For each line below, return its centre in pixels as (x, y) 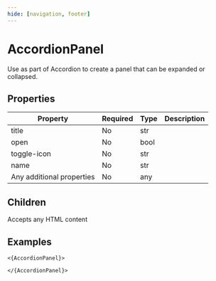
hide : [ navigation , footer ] (49, 14)
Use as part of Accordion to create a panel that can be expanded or (106, 69)
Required (118, 119)
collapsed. (22, 76)
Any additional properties (53, 177)
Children (27, 202)
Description (185, 119)
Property (53, 119)
